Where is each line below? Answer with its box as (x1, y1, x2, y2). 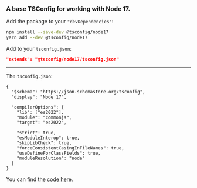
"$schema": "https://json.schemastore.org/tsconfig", (11, 89, 145, 95)
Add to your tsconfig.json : (6, 46, 72, 53)
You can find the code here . (6, 176, 73, 183)
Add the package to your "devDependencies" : (6, 18, 114, 25)
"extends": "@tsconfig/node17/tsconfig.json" (6, 57, 119, 62)
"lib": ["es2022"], (16, 109, 64, 115)
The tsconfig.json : (6, 72, 53, 79)
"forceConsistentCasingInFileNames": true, (16, 145, 125, 151)
